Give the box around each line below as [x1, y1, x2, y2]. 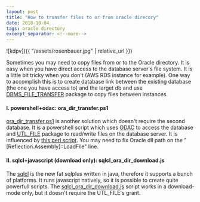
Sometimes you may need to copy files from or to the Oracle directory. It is [6, 59, 190, 66]
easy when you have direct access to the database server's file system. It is [6, 65, 193, 72]
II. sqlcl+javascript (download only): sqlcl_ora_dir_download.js [6, 157, 165, 164]
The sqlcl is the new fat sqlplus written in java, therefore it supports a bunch [6, 170, 193, 177]
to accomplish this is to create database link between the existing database [6, 78, 192, 85]
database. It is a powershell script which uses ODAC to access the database [6, 124, 193, 131]
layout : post [6, 8, 39, 15]
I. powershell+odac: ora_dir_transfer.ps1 [6, 104, 109, 111]
